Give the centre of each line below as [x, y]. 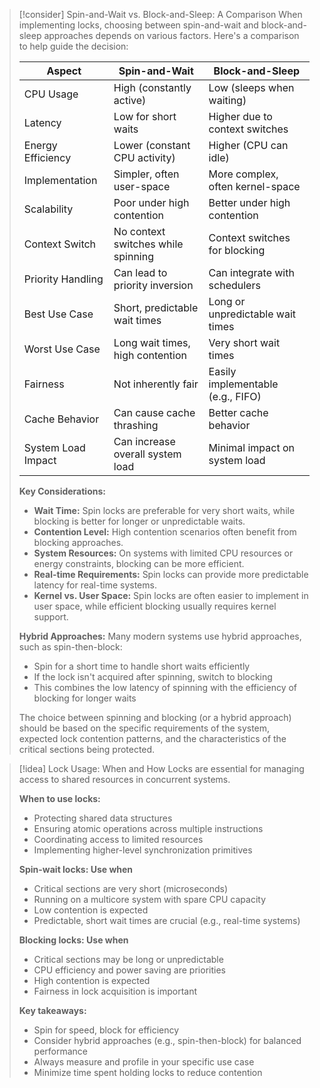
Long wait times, [152, 342]
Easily [222, 371]
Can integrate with [251, 272]
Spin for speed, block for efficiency [106, 1030]
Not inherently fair [156, 384]
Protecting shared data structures [103, 818]
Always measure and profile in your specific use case [144, 1062]
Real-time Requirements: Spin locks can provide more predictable [171, 574]
